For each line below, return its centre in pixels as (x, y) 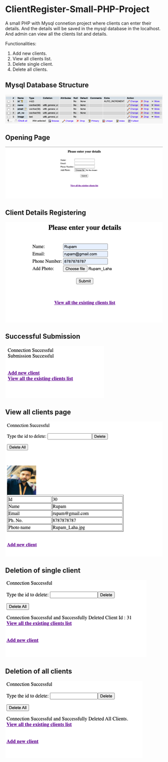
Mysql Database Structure (47, 85)
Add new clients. (30, 53)
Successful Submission (43, 337)
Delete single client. (33, 64)
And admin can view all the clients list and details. (56, 34)
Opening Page (28, 137)
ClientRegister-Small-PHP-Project (77, 9)
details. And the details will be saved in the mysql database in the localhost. (83, 28)
